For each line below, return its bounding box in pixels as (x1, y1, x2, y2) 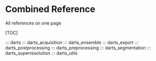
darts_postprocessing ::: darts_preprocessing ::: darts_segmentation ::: (5, 44, 151, 50)
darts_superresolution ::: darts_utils (5, 50, 78, 56)
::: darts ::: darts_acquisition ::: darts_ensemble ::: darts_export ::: (5, 39, 139, 45)
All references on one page (5, 20, 62, 26)
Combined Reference (5, 3, 95, 15)
